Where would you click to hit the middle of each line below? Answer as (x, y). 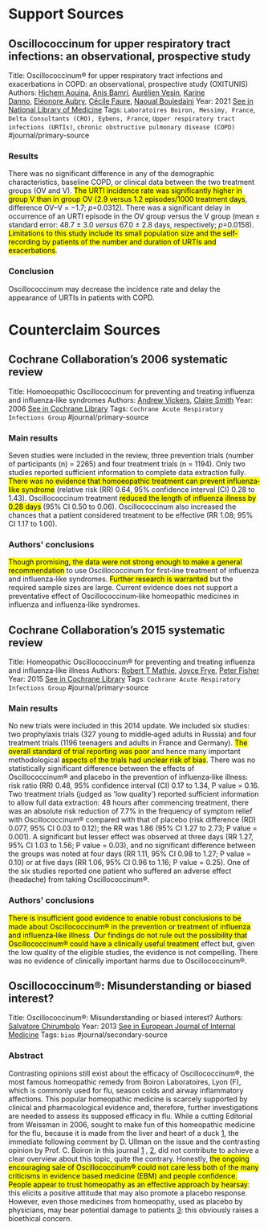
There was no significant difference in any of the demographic (112, 174)
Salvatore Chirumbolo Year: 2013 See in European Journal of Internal (122, 1027)
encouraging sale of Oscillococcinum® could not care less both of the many (134, 1167)
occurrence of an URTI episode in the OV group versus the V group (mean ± (134, 216)
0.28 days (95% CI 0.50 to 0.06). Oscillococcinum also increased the (122, 506)
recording (24, 242)
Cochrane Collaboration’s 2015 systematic (117, 630)
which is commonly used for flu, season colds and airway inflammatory (126, 1090)
